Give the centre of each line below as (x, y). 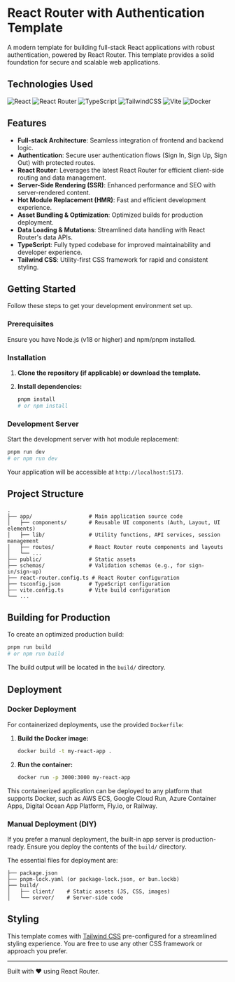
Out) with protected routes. (56, 162)
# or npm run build (36, 654)
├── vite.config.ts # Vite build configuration (89, 590)
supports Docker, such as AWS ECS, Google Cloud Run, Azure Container (112, 798)
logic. (25, 147)
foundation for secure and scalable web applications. (84, 62)
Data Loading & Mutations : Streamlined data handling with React (111, 230)
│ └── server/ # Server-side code (65, 897)
